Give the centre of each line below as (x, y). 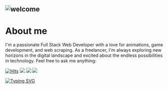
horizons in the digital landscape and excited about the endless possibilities (84, 55)
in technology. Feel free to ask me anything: (51, 61)
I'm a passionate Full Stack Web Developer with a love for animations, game (84, 45)
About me (26, 31)
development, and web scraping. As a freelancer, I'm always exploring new (83, 50)
